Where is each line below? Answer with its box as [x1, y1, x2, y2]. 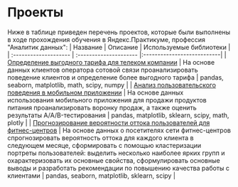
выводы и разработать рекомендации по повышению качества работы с [7, 164, 229, 172]
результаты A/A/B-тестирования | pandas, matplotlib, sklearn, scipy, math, [7, 111, 229, 119]
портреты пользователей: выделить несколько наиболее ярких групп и [7, 149, 225, 157]
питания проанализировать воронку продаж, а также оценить [7, 103, 197, 112]
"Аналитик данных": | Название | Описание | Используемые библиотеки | [7, 43, 231, 51]
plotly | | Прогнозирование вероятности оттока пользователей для [7, 118, 210, 127]
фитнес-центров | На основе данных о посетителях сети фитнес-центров [7, 126, 231, 134]
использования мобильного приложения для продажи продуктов [7, 95, 207, 104]
